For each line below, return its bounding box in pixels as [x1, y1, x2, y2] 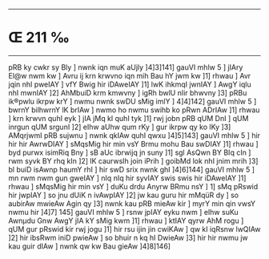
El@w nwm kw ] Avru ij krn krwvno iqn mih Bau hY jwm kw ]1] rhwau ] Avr [8, 71, 251, 80]
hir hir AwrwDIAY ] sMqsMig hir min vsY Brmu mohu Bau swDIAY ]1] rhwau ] [8, 139, 259, 148]
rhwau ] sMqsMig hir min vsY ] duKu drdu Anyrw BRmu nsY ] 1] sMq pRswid [8, 181, 259, 191]
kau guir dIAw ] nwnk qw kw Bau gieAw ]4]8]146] [8, 241, 171, 251]
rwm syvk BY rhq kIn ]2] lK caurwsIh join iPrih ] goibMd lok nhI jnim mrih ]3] [8, 156, 259, 165]
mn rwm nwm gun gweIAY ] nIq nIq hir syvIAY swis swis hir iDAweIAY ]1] [8, 173, 247, 183]
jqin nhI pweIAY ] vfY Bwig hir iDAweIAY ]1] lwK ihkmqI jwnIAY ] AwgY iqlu [8, 79, 252, 89]
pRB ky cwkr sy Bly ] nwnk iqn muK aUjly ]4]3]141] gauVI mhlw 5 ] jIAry [8, 62, 243, 72]
